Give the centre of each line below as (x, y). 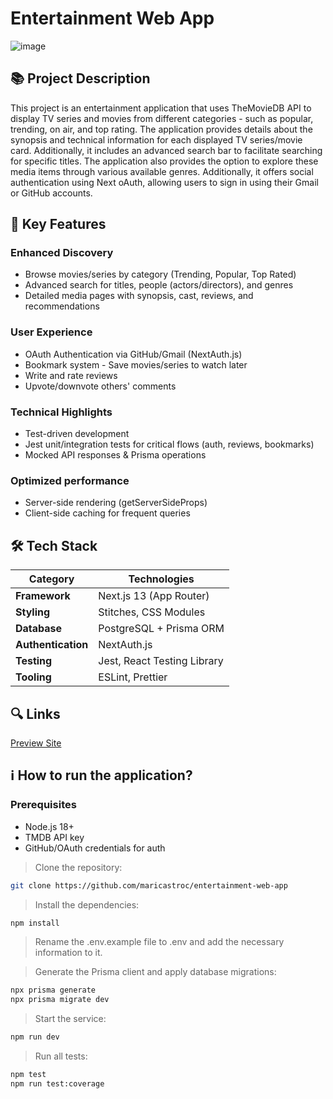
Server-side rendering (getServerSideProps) (116, 503)
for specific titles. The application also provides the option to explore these (164, 161)
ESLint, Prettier (133, 677)
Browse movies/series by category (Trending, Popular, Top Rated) (160, 274)
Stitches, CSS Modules (152, 612)
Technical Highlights (61, 412)
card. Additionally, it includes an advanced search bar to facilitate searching (166, 150)
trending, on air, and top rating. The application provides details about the (161, 129)
